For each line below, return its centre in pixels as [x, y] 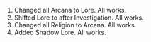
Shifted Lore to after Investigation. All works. [79, 17]
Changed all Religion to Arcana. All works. [75, 25]
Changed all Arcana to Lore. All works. [70, 10]
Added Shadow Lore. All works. [60, 32]
